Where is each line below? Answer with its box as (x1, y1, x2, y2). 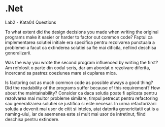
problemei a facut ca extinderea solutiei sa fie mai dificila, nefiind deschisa (5, 44, 157, 50)
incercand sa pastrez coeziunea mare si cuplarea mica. (5, 70, 117, 76)
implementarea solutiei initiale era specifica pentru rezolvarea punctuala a (5, 39, 155, 45)
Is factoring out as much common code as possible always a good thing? (5, 80, 153, 85)
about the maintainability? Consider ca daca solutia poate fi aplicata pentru (5, 90, 157, 96)
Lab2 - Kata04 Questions (5, 19, 57, 25)
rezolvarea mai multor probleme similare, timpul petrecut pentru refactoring (5, 95, 158, 101)
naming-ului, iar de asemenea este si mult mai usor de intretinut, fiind (5, 111, 146, 117)
